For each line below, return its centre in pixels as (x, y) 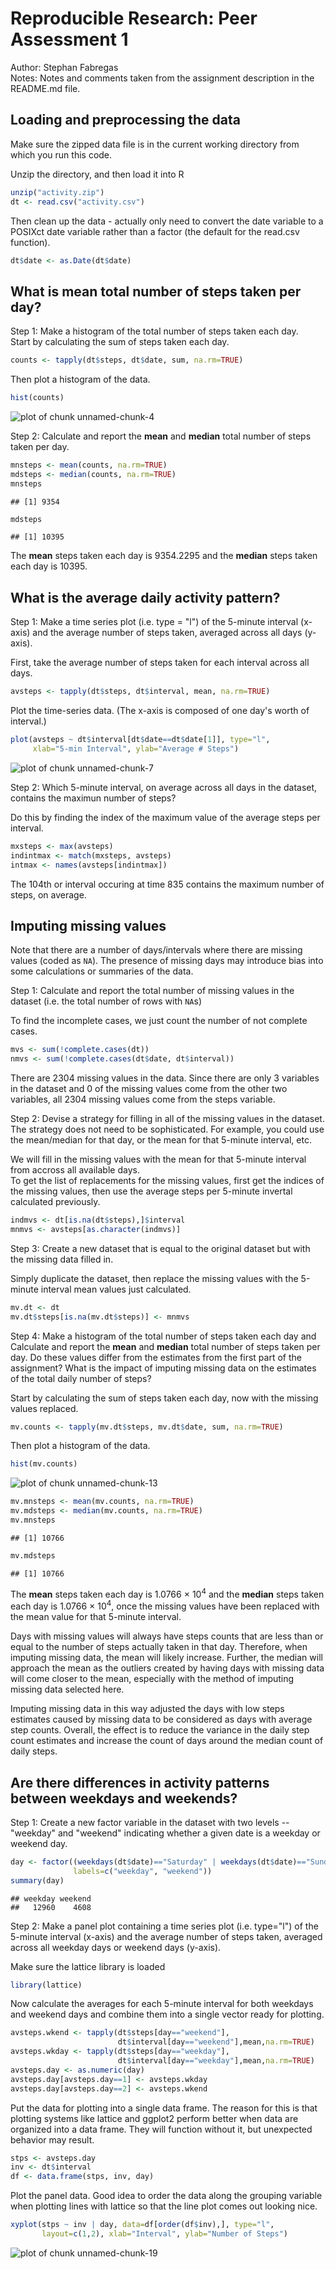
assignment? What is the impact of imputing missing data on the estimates (163, 1368)
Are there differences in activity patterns (140, 1782)
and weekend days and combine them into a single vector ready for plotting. (167, 2014)
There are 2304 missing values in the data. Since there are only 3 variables (165, 1078)
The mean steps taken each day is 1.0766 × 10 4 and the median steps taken (167, 1593)
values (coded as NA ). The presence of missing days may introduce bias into (167, 961)
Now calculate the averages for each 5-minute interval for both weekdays (162, 2004)
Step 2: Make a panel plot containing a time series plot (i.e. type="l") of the (164, 1926)
